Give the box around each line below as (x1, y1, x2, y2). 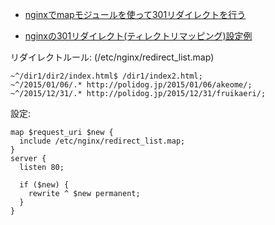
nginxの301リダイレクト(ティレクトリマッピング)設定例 (24, 30, 253, 42)
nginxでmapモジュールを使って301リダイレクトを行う (24, 9, 247, 20)
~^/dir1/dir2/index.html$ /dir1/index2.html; (10, 71, 203, 81)
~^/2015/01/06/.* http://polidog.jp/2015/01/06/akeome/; (10, 80, 253, 90)
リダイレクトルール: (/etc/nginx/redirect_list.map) (10, 51, 215, 63)
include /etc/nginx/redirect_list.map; (19, 136, 186, 146)
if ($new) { (19, 180, 70, 190)
